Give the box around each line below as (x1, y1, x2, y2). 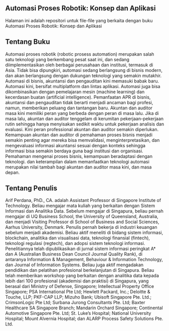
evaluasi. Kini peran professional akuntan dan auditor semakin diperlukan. (5, 126, 159, 132)
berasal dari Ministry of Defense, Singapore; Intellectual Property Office (5, 283, 154, 289)
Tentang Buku (5, 37, 50, 46)
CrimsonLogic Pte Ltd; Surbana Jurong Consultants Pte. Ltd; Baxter (5, 300, 145, 306)
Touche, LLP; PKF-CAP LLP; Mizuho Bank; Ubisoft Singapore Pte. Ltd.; (5, 294, 152, 300)
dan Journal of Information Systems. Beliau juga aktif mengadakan (5, 262, 144, 268)
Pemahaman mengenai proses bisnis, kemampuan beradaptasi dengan (5, 153, 153, 159)
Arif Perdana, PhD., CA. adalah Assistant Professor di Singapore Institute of (5, 197, 161, 203)
